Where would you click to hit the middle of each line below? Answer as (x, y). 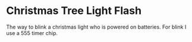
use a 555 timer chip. (32, 33)
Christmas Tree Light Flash (74, 11)
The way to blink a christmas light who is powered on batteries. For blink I (96, 27)
